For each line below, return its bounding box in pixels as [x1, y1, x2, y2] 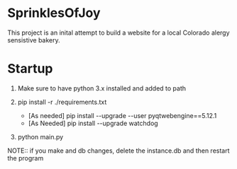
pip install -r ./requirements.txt [17, 98, 107, 106]
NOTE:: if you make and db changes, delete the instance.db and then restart [7, 146, 230, 155]
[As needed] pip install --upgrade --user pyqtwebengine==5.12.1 [28, 111, 217, 120]
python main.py [17, 132, 64, 141]
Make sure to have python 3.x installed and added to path [17, 83, 187, 93]
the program [7, 153, 44, 162]
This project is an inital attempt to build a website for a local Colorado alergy [7, 28, 230, 37]
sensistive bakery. [7, 35, 60, 44]
